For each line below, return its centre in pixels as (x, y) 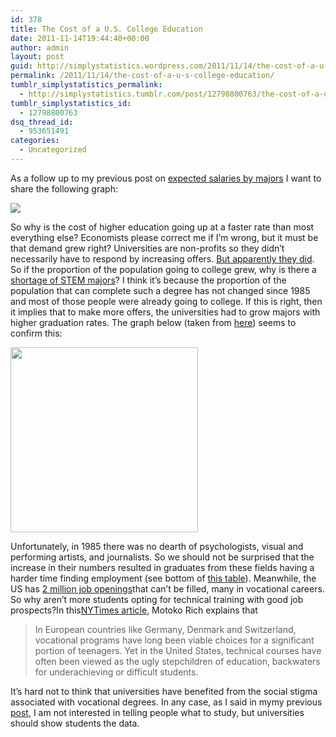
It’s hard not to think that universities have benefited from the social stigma (164, 691)
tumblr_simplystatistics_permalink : (86, 85)
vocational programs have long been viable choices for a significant (174, 640)
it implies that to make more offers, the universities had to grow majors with (165, 312)
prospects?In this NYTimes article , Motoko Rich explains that (134, 610)
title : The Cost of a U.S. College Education (106, 29)
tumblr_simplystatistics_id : (71, 103)
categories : (35, 141)
